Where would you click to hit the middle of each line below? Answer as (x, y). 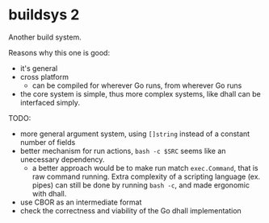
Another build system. (45, 37)
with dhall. (49, 193)
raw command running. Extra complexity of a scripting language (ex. (146, 176)
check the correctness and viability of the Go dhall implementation (131, 210)
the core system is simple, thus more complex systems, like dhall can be (140, 93)
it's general (39, 68)
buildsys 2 (44, 15)
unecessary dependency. (62, 159)
